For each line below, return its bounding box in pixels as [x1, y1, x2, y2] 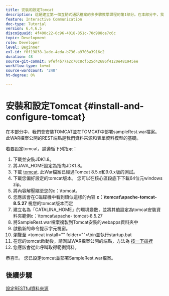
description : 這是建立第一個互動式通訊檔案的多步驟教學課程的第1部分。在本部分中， [6, 12, 160, 17]
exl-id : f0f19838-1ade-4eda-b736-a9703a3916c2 [6, 49, 105, 54]
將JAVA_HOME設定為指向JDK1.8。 [13, 162, 85, 168]
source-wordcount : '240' [6, 68, 58, 73]
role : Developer [6, 40, 40, 45]
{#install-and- [84, 101, 144, 112]
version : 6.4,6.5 [6, 26, 42, 31]
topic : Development [6, 36, 47, 41]
